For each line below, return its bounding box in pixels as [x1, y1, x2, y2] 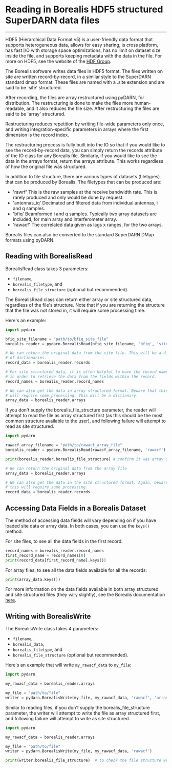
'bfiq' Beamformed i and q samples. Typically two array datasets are [12, 211, 157, 217]
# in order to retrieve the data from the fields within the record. [5, 374, 157, 379]
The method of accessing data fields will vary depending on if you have [5, 517, 157, 523]
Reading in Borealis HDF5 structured [5, 4, 163, 15]
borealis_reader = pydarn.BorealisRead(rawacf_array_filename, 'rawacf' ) [5, 447, 166, 453]
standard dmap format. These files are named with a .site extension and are [5, 79, 165, 85]
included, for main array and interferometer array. [12, 216, 118, 222]
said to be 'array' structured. [5, 110, 66, 117]
